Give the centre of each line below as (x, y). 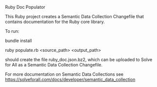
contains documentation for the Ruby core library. (55, 22)
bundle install (19, 41)
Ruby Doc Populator (25, 7)
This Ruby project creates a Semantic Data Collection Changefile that (75, 16)
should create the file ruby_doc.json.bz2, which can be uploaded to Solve (79, 60)
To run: (12, 31)
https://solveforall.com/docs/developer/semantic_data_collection (70, 79)
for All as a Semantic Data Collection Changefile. (54, 65)
